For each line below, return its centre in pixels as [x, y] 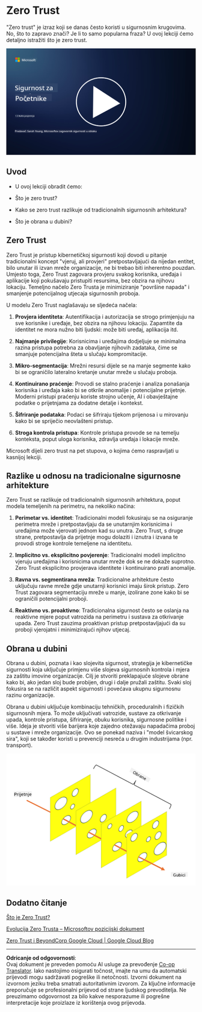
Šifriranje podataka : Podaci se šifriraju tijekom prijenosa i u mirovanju [101, 414]
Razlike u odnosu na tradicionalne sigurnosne [93, 476]
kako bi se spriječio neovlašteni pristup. [64, 421]
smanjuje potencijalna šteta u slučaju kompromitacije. [81, 354]
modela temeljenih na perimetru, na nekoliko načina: [71, 506]
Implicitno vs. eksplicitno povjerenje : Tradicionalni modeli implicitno [100, 555]
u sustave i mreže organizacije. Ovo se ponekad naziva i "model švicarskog [100, 732]
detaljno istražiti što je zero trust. [47, 40]
